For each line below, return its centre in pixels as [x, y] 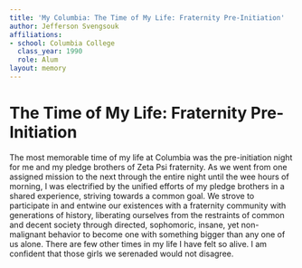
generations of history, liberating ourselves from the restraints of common [147, 215]
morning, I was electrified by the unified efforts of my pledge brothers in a [147, 186]
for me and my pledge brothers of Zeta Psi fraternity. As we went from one [148, 167]
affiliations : [36, 34]
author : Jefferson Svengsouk [64, 26]
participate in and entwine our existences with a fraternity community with [148, 206]
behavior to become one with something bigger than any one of [167, 234]
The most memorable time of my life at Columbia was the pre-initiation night [151, 157]
